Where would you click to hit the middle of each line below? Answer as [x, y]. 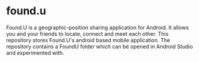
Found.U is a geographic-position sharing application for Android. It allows [97, 27]
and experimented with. [35, 52]
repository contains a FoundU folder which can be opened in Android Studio [100, 46]
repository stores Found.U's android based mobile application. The [88, 40]
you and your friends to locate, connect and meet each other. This [87, 33]
